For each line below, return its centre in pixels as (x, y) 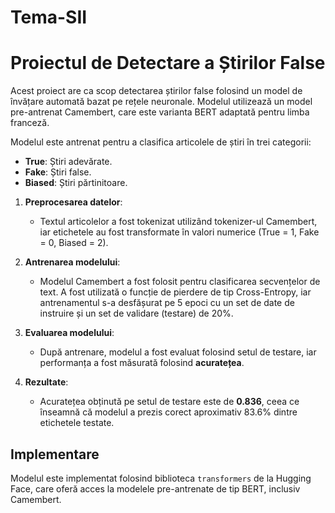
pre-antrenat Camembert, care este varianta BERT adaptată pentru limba (160, 112)
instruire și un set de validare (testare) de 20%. (136, 313)
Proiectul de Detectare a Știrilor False (168, 63)
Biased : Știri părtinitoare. (76, 183)
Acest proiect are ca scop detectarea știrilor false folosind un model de (156, 91)
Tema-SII (49, 17)
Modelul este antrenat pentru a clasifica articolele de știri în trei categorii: (161, 142)
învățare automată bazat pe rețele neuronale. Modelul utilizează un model (161, 102)
